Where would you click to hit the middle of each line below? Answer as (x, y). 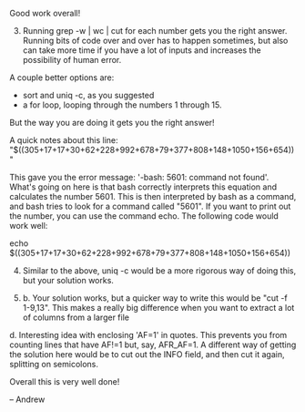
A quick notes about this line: (64, 140)
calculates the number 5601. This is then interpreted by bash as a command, (153, 196)
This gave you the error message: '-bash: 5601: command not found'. (139, 177)
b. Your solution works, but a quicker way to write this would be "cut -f (155, 298)
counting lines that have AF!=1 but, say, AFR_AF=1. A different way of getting (153, 345)
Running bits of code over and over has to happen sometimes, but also (155, 41)
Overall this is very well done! (65, 381)
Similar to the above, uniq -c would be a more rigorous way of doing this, (159, 271)
